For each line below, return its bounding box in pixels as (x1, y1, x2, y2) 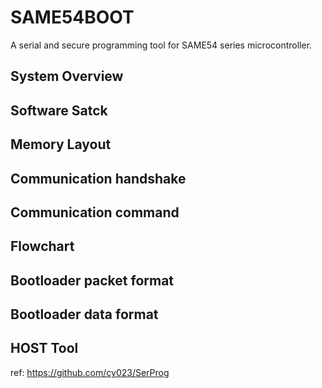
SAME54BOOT (10, 6, 135, 29)
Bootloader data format (10, 306, 159, 323)
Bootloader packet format (10, 272, 175, 289)
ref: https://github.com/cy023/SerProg (10, 366, 170, 378)
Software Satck (10, 102, 108, 119)
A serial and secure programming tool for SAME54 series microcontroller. (10, 39, 313, 51)
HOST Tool (10, 340, 79, 357)
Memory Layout (10, 136, 112, 153)
